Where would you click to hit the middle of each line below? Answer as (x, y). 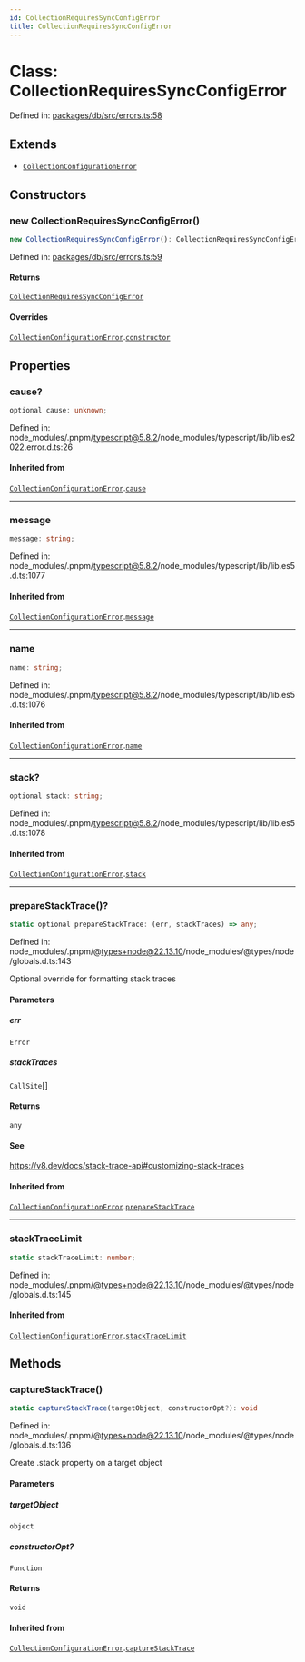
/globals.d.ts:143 (40, 961)
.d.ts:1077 (27, 576)
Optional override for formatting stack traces (93, 979)
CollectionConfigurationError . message (82, 617)
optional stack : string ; (56, 796)
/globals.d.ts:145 (40, 1294)
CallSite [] (29, 1085)
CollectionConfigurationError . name (76, 745)
